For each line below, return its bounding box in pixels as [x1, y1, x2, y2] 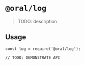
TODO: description [17, 18, 58, 24]
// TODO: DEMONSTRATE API [5, 55, 60, 60]
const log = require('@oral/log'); [5, 46, 81, 51]
